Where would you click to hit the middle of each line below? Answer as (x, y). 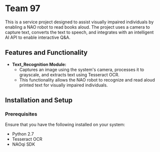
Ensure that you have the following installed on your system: (65, 125)
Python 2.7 (23, 134)
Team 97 (23, 8)
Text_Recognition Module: (39, 64)
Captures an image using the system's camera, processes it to (82, 69)
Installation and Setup (39, 100)
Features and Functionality (46, 53)
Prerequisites (21, 114)
